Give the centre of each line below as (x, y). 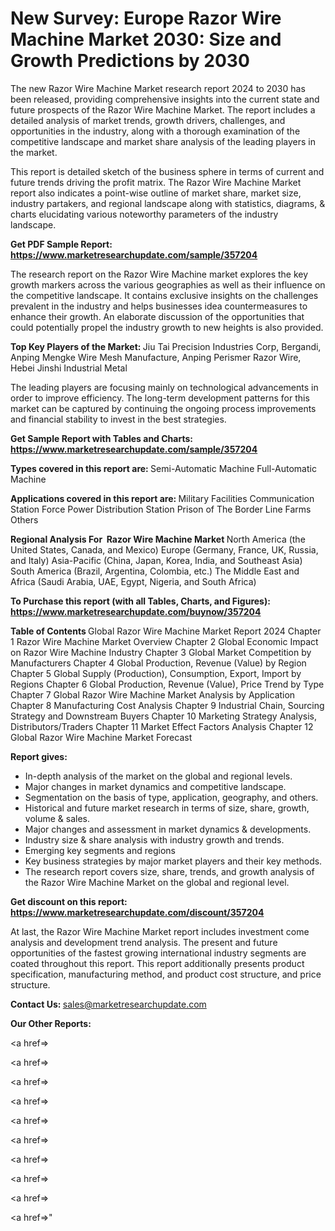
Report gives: (39, 756)
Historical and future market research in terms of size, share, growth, (167, 808)
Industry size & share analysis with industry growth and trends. (154, 839)
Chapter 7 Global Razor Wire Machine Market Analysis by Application (153, 694)
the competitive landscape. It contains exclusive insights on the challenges (164, 295)
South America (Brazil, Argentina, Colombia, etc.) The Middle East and (155, 571)
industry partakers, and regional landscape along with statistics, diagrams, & (168, 203)
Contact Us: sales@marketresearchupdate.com (108, 1004)
